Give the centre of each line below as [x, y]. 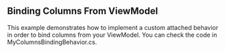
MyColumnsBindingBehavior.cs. [52, 42]
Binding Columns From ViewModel [83, 11]
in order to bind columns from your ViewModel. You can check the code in [112, 35]
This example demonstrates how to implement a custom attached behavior [113, 27]
